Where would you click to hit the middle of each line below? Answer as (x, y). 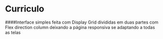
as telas (13, 32)
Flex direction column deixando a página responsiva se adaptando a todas (80, 27)
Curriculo (25, 9)
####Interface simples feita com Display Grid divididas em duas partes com (82, 22)
